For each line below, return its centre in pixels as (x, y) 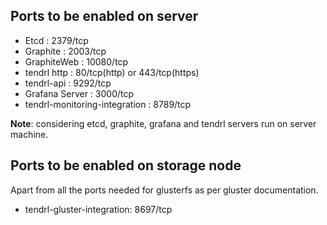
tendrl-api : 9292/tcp (68, 83)
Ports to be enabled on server (104, 16)
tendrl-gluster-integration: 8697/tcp (98, 209)
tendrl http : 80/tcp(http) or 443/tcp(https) (112, 72)
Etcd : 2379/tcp (56, 40)
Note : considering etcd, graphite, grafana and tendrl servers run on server (163, 123)
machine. (29, 134)
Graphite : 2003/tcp (65, 51)
